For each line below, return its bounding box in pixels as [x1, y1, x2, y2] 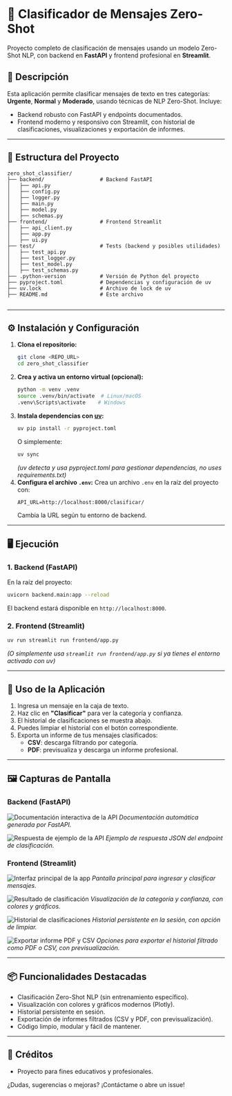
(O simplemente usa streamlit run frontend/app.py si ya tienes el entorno [7, 649, 220, 658]
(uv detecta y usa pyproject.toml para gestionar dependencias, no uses [17, 463, 222, 472]
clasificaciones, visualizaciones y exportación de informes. [17, 124, 185, 133]
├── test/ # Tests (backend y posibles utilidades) [7, 242, 221, 250]
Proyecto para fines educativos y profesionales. [17, 1067, 153, 1075]
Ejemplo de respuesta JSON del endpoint [106, 833, 223, 842]
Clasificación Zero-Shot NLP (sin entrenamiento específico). [17, 992, 188, 1001]
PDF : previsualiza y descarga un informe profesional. [27, 746, 178, 754]
